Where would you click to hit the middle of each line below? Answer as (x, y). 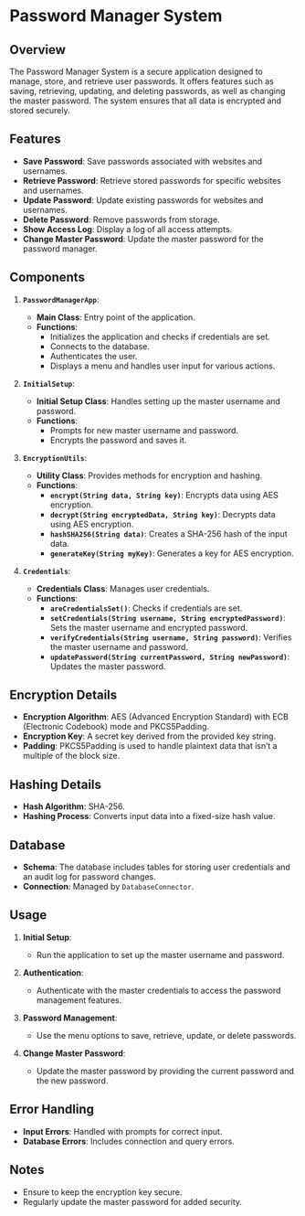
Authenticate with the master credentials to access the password (158, 990)
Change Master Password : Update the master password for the (143, 239)
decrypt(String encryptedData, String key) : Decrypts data (163, 514)
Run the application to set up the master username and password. (160, 955)
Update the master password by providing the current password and (165, 1071)
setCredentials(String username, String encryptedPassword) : (168, 617)
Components (47, 277)
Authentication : (53, 972)
